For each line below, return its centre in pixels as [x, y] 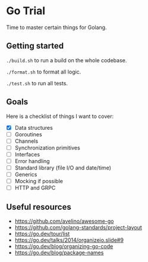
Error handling [32, 161]
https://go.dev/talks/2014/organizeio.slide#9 [69, 240]
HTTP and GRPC [35, 188]
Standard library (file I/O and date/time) [63, 168]
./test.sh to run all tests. [37, 83]
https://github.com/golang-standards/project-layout [78, 227]
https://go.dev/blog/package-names [59, 253]
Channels [26, 141]
